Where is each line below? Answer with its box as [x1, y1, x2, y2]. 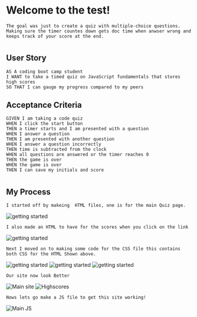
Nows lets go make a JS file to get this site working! [6, 294, 146, 301]
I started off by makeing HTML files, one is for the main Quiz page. [6, 202, 186, 208]
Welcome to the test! [6, 4, 110, 17]
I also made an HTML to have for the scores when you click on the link [6, 224, 189, 230]
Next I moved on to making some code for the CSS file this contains [6, 246, 181, 252]
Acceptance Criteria [6, 100, 82, 110]
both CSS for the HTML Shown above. [6, 251, 96, 257]
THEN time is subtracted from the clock [6, 147, 107, 153]
